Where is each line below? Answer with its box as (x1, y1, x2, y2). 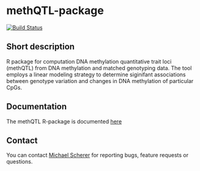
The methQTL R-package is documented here (6, 117, 122, 125)
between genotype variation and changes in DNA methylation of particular (6, 77, 194, 84)
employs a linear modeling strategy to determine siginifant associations (6, 71, 186, 78)
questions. (6, 158, 33, 166)
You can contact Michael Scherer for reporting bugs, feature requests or (6, 151, 188, 159)
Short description (6, 42, 75, 52)
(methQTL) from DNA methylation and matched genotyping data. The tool (6, 64, 192, 71)
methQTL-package (6, 4, 104, 18)
